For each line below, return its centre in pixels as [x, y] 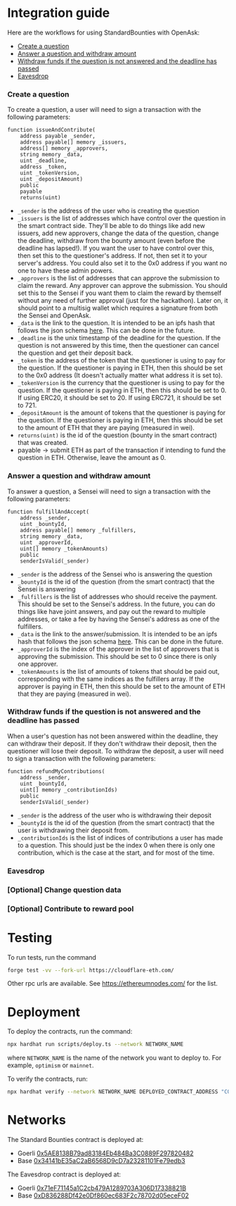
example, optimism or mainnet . [51, 1065]
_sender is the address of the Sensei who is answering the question [115, 574]
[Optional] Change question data [64, 890]
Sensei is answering [46, 589]
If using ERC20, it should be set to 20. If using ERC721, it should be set [119, 398]
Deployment [44, 1012]
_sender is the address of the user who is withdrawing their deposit [114, 815]
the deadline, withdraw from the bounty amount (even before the [111, 241]
